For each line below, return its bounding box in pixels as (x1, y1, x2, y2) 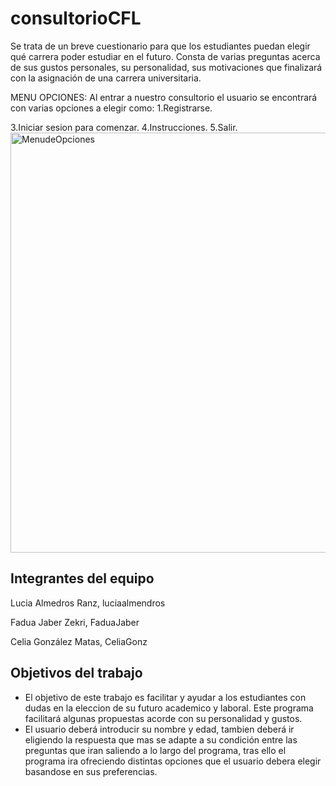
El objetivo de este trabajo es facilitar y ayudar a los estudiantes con (24, 691, 307, 703)
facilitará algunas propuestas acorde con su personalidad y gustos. (24, 712, 303, 724)
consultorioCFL (10, 7, 142, 30)
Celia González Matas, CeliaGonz (10, 635, 148, 647)
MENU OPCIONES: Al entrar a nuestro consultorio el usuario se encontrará (10, 91, 318, 103)
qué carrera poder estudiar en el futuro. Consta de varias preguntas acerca (10, 50, 321, 62)
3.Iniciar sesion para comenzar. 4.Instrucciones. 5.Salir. (10, 121, 238, 133)
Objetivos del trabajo (10, 665, 143, 682)
